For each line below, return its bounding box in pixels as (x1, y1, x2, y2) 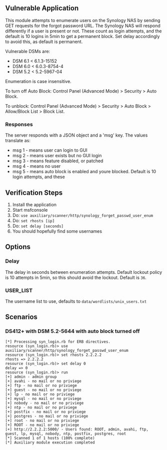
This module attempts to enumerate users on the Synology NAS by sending (5, 17, 160, 23)
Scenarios (5, 313, 37, 321)
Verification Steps (5, 188, 63, 197)
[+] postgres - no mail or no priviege (5, 413, 88, 418)
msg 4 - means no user (12, 163, 61, 169)
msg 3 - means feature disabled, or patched (12, 158, 103, 164)
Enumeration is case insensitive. (5, 78, 71, 84)
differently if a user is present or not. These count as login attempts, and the (5, 28, 162, 34)
